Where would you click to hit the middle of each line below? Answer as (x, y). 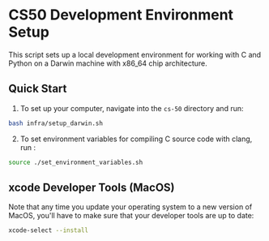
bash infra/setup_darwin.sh (56, 123)
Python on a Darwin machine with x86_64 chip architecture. (108, 63)
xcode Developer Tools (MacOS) (92, 187)
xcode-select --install (49, 230)
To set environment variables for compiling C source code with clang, (136, 139)
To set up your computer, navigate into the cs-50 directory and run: (132, 108)
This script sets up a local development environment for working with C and (135, 54)
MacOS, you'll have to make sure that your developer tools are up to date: (131, 216)
